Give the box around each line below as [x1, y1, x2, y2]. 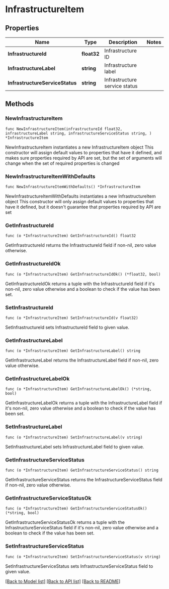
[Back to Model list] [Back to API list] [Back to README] [5, 578, 121, 584]
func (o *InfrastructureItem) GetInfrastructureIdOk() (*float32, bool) [5, 271, 161, 277]
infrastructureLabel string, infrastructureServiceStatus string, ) [5, 130, 152, 136]
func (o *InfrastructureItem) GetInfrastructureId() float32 [5, 234, 136, 239]
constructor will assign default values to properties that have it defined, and [5, 149, 162, 155]
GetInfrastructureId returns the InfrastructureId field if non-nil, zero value [5, 242, 156, 248]
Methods [5, 100, 34, 108]
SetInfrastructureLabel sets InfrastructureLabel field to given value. [5, 443, 144, 449]
